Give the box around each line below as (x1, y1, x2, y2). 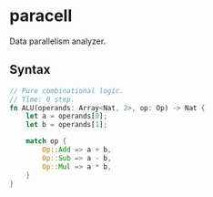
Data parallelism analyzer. (9, 36, 106, 47)
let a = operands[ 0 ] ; (25, 111, 107, 121)
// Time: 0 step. (9, 95, 76, 104)
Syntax (9, 62, 51, 78)
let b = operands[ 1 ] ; (25, 120, 107, 130)
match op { (25, 137, 67, 146)
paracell (9, 5, 73, 26)
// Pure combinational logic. (9, 86, 125, 96)
